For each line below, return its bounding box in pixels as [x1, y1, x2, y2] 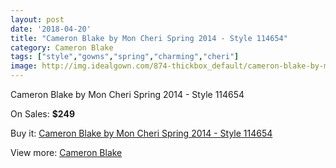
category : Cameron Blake [10, 42, 114, 53]
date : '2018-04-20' [10, 24, 92, 34]
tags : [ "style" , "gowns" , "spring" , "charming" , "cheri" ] [10, 52, 240, 62]
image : [10, 61, 38, 71]
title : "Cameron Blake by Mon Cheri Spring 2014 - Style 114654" [10, 33, 288, 43]
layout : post [10, 14, 65, 25]
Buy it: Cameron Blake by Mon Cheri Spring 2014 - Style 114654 [10, 127, 273, 139]
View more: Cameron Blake [10, 147, 123, 158]
